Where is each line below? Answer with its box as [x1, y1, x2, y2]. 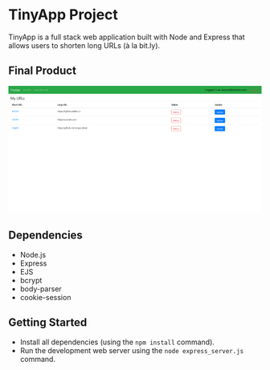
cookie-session [19, 292, 72, 302]
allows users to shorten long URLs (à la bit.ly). [8, 40, 161, 50]
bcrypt [19, 275, 43, 285]
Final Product [8, 64, 76, 78]
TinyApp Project [8, 6, 119, 24]
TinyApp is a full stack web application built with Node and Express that [8, 32, 245, 42]
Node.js [19, 250, 47, 259]
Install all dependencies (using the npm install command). [19, 337, 215, 347]
